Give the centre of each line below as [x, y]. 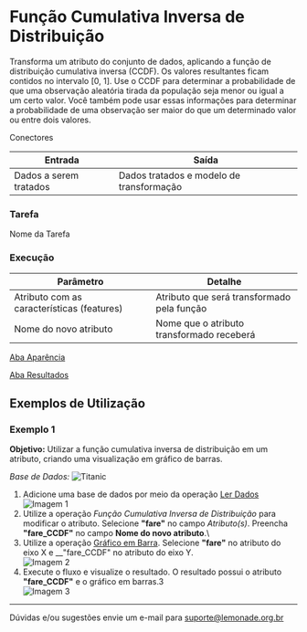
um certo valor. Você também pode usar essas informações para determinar [153, 100]
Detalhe [224, 281]
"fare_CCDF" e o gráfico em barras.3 [93, 582]
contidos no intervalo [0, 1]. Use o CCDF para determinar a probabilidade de [153, 80]
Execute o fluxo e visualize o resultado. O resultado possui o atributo [152, 572]
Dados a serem [47, 175]
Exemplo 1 [32, 429]
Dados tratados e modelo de [179, 175]
